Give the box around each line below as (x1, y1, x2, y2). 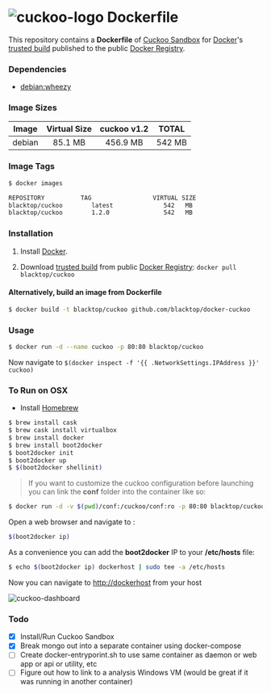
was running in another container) (19, 677, 133, 687)
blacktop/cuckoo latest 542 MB (8, 201, 194, 209)
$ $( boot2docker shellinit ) (8, 464, 103, 472)
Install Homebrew (19, 403, 79, 413)
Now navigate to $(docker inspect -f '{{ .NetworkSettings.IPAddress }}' (8, 357, 260, 367)
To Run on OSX (8, 385, 69, 396)
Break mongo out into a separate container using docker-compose (19, 641, 242, 650)
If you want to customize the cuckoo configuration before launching (27, 478, 254, 488)
